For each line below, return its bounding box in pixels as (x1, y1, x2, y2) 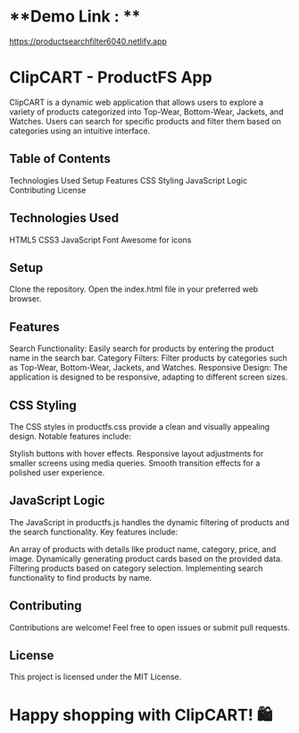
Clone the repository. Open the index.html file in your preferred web (9, 284, 259, 294)
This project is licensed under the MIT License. (9, 671, 182, 682)
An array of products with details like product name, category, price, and (9, 543, 277, 554)
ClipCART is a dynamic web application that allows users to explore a (9, 97, 264, 107)
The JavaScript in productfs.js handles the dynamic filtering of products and (9, 516, 290, 527)
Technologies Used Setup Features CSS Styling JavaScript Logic (9, 175, 248, 185)
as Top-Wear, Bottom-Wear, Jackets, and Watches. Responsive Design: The (9, 362, 288, 373)
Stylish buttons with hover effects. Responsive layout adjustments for (9, 447, 264, 458)
